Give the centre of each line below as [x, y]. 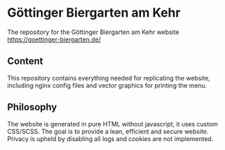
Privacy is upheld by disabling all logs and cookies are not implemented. [110, 139]
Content [25, 61]
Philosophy [32, 107]
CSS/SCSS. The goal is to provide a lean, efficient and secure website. [108, 131]
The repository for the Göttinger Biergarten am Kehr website [93, 32]
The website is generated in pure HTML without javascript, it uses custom [113, 124]
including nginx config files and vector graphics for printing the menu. [107, 85]
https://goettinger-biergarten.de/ [54, 39]
